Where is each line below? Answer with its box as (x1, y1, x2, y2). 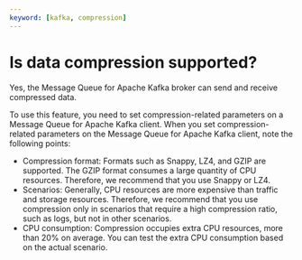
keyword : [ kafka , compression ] (9, 13, 127, 23)
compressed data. (9, 91, 77, 102)
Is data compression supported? (9, 51, 258, 72)
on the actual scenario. (22, 241, 108, 253)
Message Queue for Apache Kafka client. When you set (9, 118, 216, 129)
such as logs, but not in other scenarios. (22, 213, 172, 224)
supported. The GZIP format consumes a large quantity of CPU (22, 164, 257, 176)
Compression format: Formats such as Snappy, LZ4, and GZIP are (22, 155, 267, 166)
